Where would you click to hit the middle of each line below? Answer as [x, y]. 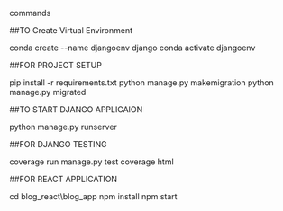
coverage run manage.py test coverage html [91, 162]
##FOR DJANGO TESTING [58, 144]
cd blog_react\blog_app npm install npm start [93, 196]
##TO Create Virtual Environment [71, 30]
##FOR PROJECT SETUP [55, 65]
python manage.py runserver [63, 127]
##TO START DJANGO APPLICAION [76, 110]
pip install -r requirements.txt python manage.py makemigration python [142, 83]
